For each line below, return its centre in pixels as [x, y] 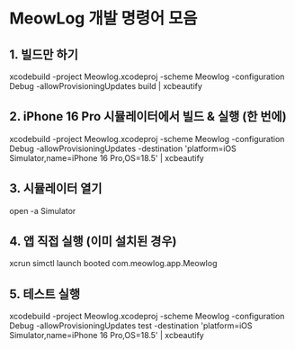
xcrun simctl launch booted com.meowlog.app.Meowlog [113, 264]
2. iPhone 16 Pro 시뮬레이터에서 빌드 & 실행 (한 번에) [148, 116]
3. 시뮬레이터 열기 [56, 188]
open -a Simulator [43, 210]
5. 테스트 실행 [45, 294]
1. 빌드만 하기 [44, 54]
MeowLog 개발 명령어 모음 [103, 18]
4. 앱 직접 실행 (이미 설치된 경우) [93, 242]
